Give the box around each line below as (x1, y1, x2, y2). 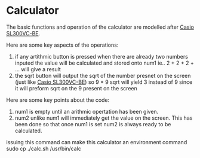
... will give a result (14, 65, 61, 72)
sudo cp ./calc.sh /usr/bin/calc (6, 145, 82, 152)
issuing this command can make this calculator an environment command (6, 138, 187, 145)
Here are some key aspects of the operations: (6, 41, 119, 48)
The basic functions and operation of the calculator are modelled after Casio (6, 23, 194, 31)
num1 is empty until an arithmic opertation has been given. (14, 108, 159, 115)
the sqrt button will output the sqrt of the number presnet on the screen (14, 72, 191, 79)
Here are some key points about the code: (6, 96, 110, 104)
